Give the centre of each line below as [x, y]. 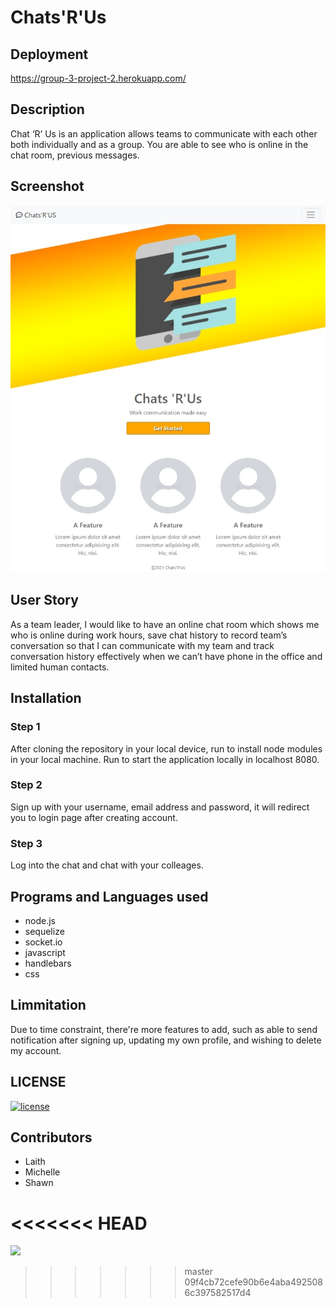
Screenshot [47, 186]
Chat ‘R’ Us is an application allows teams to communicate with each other [164, 133]
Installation [46, 698]
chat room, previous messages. [75, 155]
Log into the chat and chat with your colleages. [107, 865]
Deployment [49, 54]
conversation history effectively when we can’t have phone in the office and [166, 656]
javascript [45, 952]
